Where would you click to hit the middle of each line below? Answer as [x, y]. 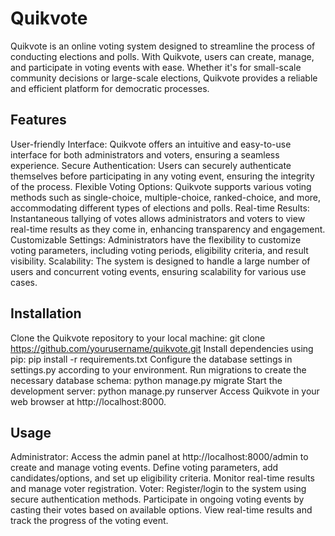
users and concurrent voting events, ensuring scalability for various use [158, 271]
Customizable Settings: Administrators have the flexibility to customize [156, 239]
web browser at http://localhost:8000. [88, 401]
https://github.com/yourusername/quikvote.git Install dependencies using [162, 348]
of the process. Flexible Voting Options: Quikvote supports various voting [161, 186]
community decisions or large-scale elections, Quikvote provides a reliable [164, 78]
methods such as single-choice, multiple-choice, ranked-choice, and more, [166, 197]
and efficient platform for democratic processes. [110, 88]
